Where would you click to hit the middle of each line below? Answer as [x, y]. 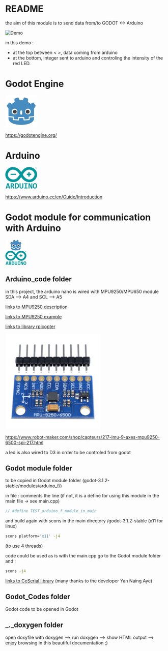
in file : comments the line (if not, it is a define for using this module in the [82, 496]
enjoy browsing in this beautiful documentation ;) [57, 643]
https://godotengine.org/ [31, 135]
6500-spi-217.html [24, 442]
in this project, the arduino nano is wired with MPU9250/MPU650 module [82, 291]
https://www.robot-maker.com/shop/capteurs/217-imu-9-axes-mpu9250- [83, 437]
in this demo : [20, 42]
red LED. [22, 63]
